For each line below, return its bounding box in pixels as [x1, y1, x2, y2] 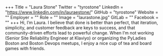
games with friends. [5, 46, 46, 51]
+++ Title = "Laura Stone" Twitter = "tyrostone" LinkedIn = [5, 4, 124, 10]
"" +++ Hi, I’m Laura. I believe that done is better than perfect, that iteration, [5, 19, 158, 25]
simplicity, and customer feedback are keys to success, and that [5, 25, 136, 31]
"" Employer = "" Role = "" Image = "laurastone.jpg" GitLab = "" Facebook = [5, 15, 159, 20]
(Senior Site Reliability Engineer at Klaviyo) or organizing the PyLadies [5, 35, 146, 41]
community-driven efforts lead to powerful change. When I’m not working [5, 30, 154, 36]
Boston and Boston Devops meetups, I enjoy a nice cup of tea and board [5, 40, 152, 46]
